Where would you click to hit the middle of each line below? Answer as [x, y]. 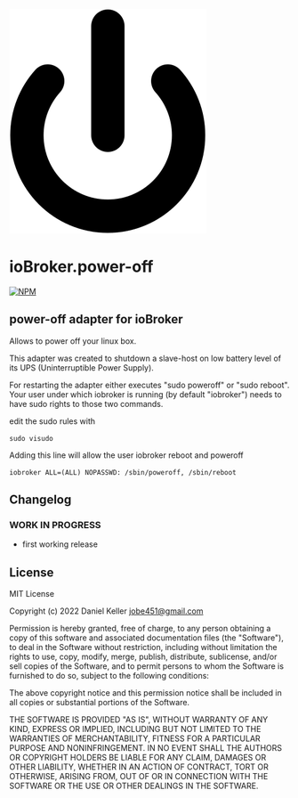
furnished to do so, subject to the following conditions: [109, 676]
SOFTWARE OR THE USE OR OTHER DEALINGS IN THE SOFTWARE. [134, 786]
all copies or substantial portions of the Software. [99, 703]
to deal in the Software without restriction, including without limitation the [143, 647]
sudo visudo [31, 438]
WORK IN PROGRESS [55, 525]
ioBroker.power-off [81, 267]
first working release [60, 544]
